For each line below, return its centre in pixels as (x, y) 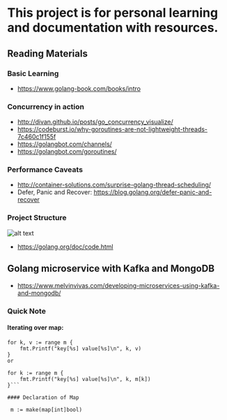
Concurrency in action (46, 106)
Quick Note (27, 311)
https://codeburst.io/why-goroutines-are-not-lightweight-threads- (112, 129)
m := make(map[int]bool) (46, 410)
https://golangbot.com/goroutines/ (67, 152)
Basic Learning (33, 73)
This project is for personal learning (112, 13)
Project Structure (37, 218)
